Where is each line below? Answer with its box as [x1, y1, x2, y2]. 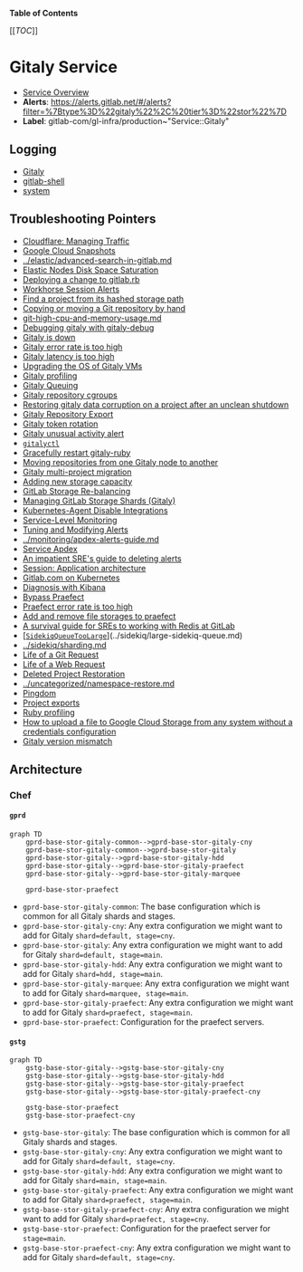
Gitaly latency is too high [22, 350, 115, 361]
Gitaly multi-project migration [22, 466, 133, 477]
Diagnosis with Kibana [22, 581, 106, 592]
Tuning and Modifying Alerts [22, 524, 128, 535]
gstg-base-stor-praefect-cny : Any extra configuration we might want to [22, 1242, 291, 1253]
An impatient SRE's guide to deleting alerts [22, 552, 183, 564]
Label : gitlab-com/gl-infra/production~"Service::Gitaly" [22, 115, 230, 126]
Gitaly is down [22, 331, 76, 342]
